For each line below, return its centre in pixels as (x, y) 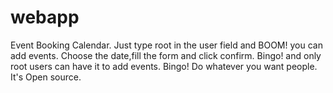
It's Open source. (46, 77)
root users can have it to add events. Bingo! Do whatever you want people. (164, 66)
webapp (45, 17)
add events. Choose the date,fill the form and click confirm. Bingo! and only (166, 55)
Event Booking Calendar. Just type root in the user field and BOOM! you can (166, 45)
